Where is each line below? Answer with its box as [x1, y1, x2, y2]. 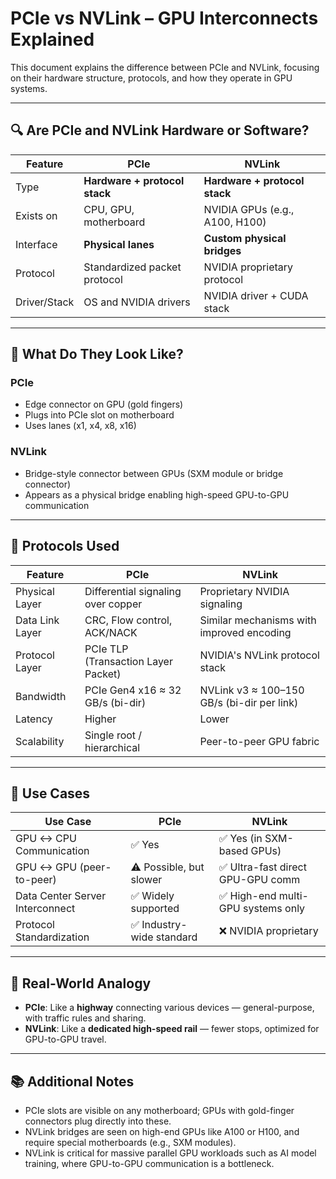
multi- [278, 889, 309, 903]
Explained [10, 28, 95, 51]
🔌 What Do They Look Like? [10, 346, 184, 363]
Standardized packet [83, 260, 182, 274]
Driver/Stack [15, 295, 75, 309]
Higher [84, 712, 117, 726]
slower [130, 873, 163, 887]
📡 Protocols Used [10, 538, 120, 555]
